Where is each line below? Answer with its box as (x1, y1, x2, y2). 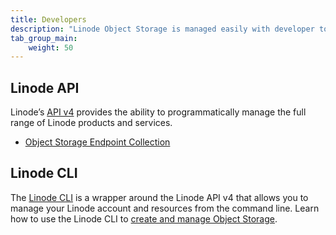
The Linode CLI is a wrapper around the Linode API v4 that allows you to (10, 191, 309, 203)
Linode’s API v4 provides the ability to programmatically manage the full (10, 106, 307, 118)
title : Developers (10, 14, 87, 25)
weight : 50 (28, 42, 74, 53)
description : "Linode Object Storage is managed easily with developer (10, 24, 315, 34)
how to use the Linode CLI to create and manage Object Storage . (10, 212, 278, 225)
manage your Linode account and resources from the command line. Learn (10, 202, 320, 214)
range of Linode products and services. (10, 117, 173, 129)
